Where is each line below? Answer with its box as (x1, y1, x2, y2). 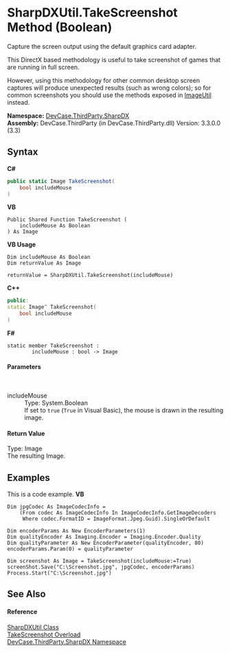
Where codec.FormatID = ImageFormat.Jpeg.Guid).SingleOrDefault (22, 515, 211, 523)
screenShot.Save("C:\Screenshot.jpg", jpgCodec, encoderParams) (7, 563, 195, 571)
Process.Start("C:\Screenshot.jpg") (7, 570, 112, 577)
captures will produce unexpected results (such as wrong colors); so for (7, 83, 211, 92)
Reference (7, 608, 38, 616)
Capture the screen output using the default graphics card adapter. (7, 42, 197, 50)
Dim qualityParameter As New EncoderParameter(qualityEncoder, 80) (7, 539, 205, 547)
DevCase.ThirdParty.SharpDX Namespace (7, 637, 127, 645)
